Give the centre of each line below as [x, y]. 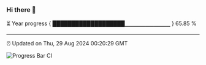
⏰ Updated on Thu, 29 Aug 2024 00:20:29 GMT [67, 44]
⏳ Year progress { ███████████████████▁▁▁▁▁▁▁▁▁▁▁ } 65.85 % [102, 23]
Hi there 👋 [21, 10]
